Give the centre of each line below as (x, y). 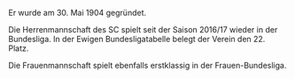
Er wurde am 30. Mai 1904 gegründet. (78, 13)
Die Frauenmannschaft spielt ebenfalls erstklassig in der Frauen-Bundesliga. (147, 65)
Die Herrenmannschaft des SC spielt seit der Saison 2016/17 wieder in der (143, 29)
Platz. (19, 48)
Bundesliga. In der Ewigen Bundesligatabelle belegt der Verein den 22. (137, 39)
